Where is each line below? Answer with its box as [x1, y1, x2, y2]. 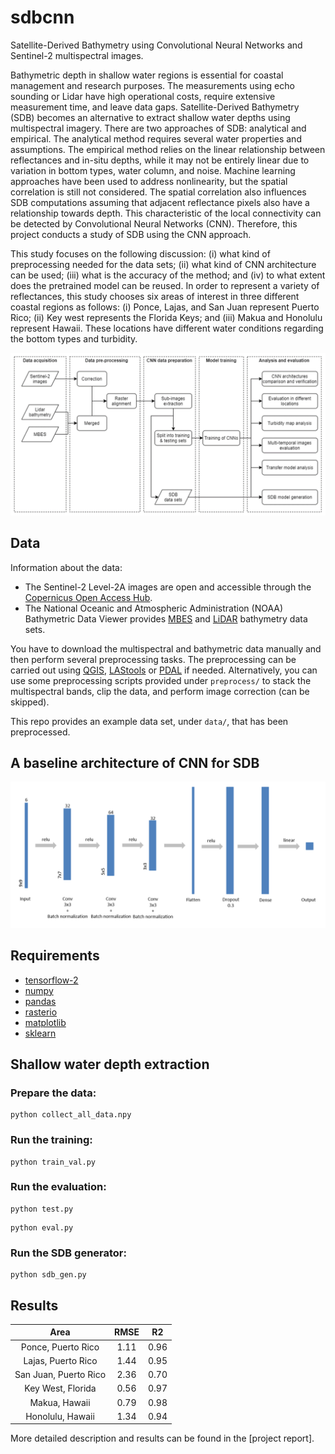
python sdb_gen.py [10, 1270, 87, 1280]
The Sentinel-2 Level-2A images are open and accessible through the [24, 581, 312, 593]
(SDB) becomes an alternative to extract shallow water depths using [10, 111, 291, 123]
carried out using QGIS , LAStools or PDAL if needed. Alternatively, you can [10, 664, 318, 676]
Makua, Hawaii [29, 1396, 91, 1408]
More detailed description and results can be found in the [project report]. [10, 1432, 315, 1445]
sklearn [24, 1027, 57, 1039]
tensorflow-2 [24, 974, 79, 986]
